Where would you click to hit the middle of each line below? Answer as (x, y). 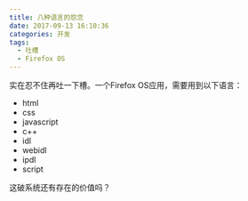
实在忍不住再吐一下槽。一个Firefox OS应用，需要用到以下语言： (126, 85)
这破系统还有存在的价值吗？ (60, 187)
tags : (19, 42)
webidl (34, 150)
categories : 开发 (40, 34)
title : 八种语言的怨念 (47, 17)
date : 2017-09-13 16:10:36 (59, 26)
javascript (40, 122)
